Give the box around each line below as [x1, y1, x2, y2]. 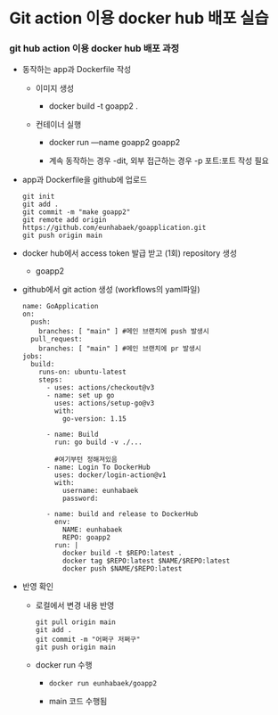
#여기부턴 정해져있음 [54, 456, 118, 464]
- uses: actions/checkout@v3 [45, 383, 155, 392]
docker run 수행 [35, 660, 93, 670]
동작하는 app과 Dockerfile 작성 [21, 64, 132, 75]
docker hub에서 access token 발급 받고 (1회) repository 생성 [21, 248, 238, 259]
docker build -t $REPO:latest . [61, 549, 183, 558]
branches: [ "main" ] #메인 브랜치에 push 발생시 [38, 327, 209, 336]
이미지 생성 [35, 83, 74, 94]
